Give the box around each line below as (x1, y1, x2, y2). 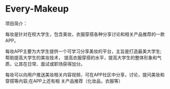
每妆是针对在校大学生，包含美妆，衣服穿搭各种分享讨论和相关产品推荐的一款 (5, 31, 165, 37)
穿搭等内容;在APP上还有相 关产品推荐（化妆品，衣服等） (5, 78, 123, 84)
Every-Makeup (5, 3, 69, 15)
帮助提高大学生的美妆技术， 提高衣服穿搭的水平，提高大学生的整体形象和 (5, 54, 157, 61)
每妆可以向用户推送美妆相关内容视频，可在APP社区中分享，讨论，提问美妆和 (5, 71, 165, 77)
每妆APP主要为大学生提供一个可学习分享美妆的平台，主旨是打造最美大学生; (5, 48, 162, 54)
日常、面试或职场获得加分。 (27, 61, 85, 67)
